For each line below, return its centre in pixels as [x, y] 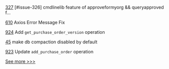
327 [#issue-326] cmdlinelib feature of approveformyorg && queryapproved [84, 7]
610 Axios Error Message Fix [35, 22]
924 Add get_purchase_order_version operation [55, 32]
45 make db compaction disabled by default [51, 42]
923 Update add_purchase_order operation [49, 52]
